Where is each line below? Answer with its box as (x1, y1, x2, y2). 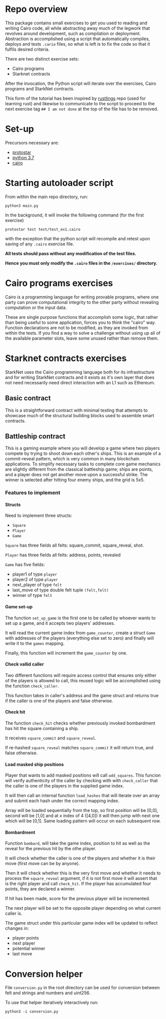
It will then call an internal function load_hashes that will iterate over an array (5, 793, 160, 799)
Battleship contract (5, 432, 66, 440)
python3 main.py (5, 203, 39, 208)
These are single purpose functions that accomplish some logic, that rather (5, 314, 158, 320)
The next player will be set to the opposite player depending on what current (5, 905, 161, 911)
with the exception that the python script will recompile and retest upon (5, 235, 151, 241)
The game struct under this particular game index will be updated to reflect (5, 920, 158, 926)
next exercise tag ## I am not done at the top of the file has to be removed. (5, 106, 159, 112)
